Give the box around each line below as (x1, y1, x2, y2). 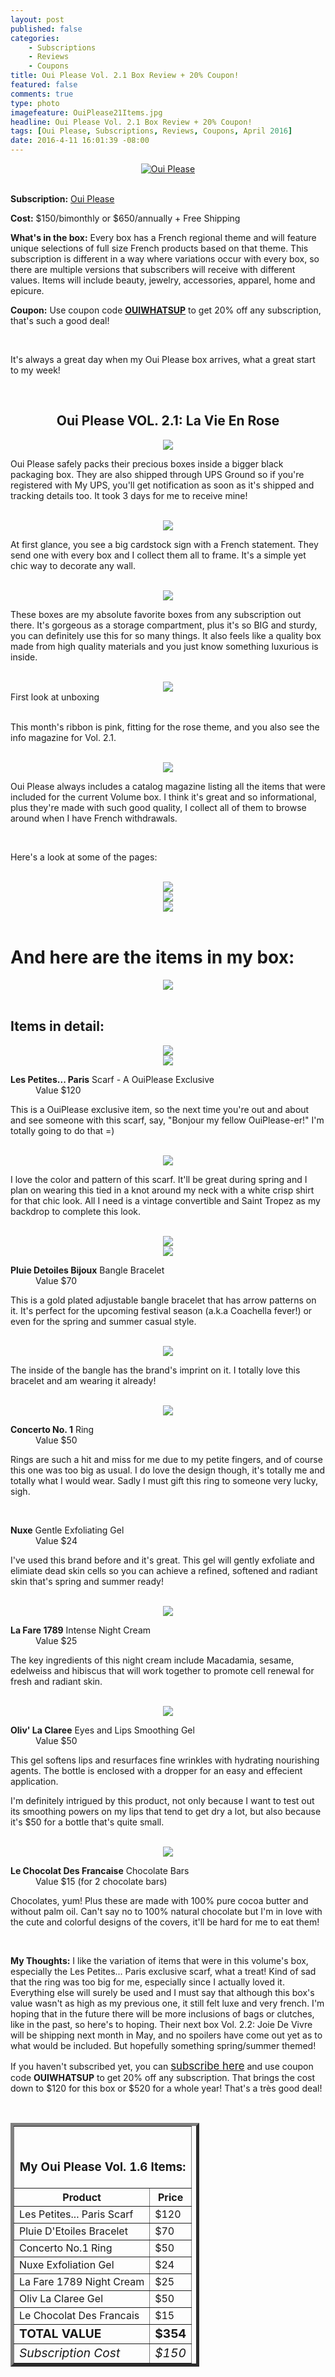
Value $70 (35, 1274, 78, 1286)
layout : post (10, 14, 65, 25)
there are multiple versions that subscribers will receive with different (10, 264, 296, 275)
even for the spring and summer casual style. (10, 1315, 197, 1327)
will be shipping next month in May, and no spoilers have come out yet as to (10, 2029, 323, 2041)
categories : (10, 33, 60, 43)
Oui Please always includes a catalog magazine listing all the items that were (10, 780, 326, 792)
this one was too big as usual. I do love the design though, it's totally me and (10, 1464, 326, 1476)
